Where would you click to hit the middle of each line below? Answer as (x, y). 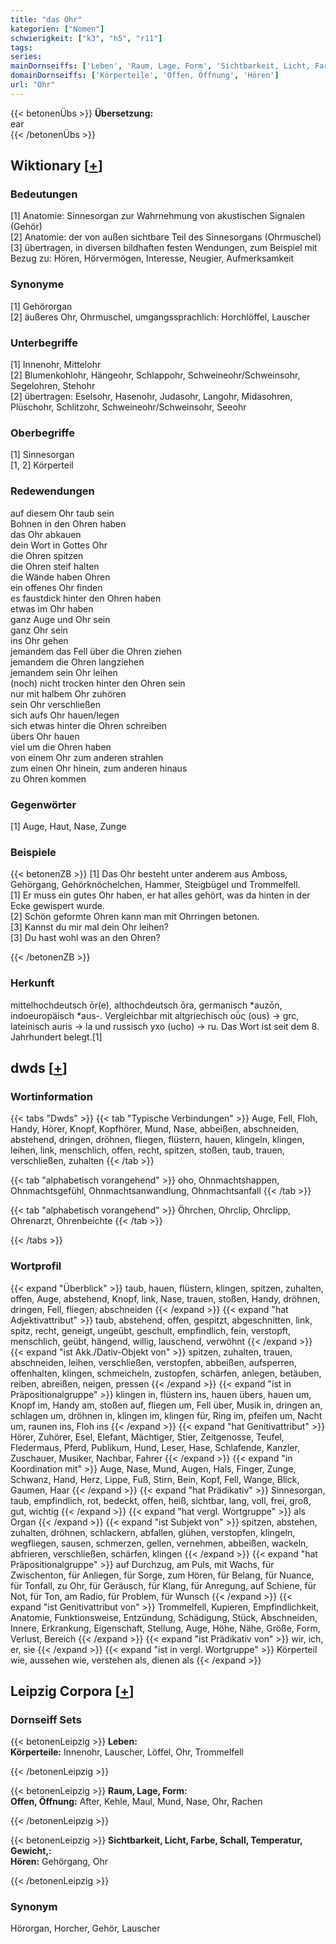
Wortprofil (36, 1266)
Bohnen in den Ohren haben (68, 523)
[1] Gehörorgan (41, 306)
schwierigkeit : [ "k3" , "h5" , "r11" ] (86, 38)
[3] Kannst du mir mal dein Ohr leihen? (89, 927)
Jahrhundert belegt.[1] (56, 1037)
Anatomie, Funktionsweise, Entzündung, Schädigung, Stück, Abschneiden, (164, 1617)
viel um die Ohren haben (61, 747)
